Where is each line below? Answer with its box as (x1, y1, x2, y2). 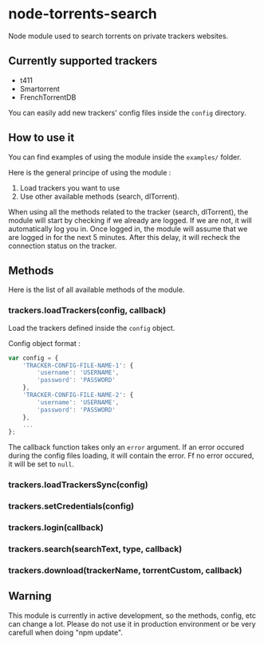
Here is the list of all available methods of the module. (8, 285, 185, 295)
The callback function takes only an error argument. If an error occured (8, 442, 245, 452)
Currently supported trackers (8, 54, 158, 68)
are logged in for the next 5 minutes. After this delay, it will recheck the (8, 232, 241, 242)
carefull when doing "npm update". (8, 627, 124, 637)
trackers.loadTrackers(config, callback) (8, 305, 166, 316)
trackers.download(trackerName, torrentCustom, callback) (8, 564, 242, 576)
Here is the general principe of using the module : (8, 167, 171, 177)
